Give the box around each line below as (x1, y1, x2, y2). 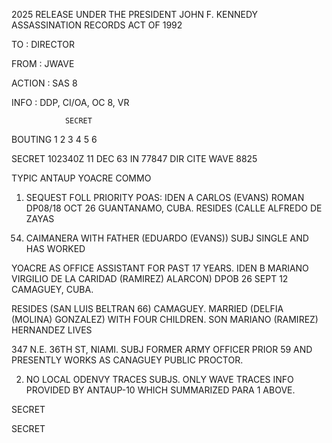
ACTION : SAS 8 (11, 77, 78, 89)
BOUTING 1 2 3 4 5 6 (11, 134, 98, 145)
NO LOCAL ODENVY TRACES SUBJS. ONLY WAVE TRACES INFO (25, 374, 294, 385)
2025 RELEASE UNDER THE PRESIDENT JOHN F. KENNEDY (11, 9, 259, 20)
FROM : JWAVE (11, 58, 75, 69)
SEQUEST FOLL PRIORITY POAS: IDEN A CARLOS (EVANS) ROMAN (25, 192, 305, 203)
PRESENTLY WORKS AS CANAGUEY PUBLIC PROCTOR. (11, 354, 244, 366)
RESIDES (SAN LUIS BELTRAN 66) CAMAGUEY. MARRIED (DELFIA (11, 303, 284, 314)
